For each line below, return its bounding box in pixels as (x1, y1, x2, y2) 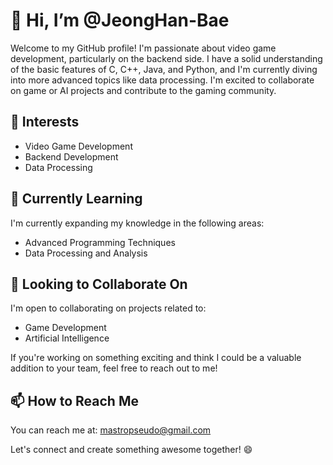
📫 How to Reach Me (10, 392, 139, 409)
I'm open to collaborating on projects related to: (10, 302, 207, 314)
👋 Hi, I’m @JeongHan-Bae (10, 9, 230, 32)
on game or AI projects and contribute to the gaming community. (10, 84, 277, 96)
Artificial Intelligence (24, 332, 110, 344)
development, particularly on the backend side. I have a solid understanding (10, 52, 323, 64)
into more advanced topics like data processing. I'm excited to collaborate (10, 74, 315, 86)
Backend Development (24, 150, 119, 163)
